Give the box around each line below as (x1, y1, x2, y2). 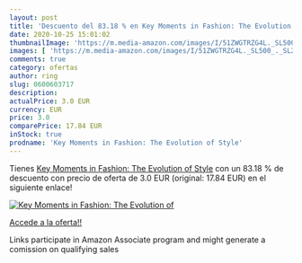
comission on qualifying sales (9, 243, 120, 254)
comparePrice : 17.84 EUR (9, 122, 102, 131)
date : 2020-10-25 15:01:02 (9, 30, 111, 39)
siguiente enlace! (9, 181, 73, 193)
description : (9, 88, 58, 97)
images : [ (9, 47, 47, 56)
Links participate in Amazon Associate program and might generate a (9, 234, 266, 245)
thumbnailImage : (9, 38, 70, 48)
